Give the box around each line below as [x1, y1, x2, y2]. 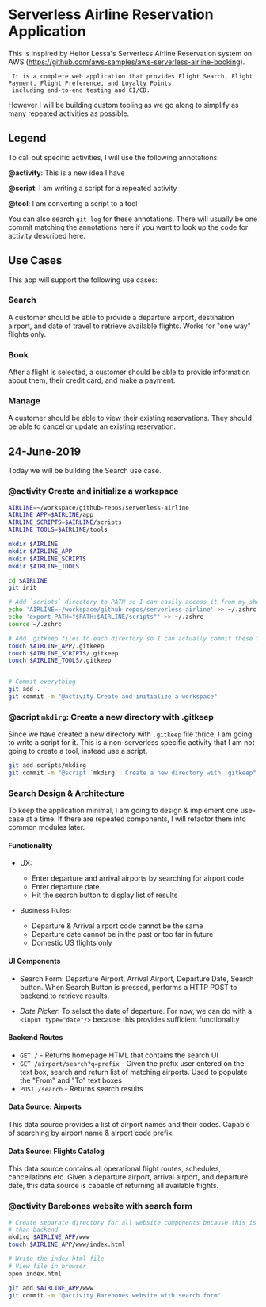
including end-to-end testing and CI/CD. [11, 86, 150, 94]
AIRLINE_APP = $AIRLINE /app [8, 511, 93, 519]
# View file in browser [8, 1262, 87, 1270]
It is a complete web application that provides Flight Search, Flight [11, 72, 253, 80]
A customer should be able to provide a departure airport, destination [8, 312, 235, 322]
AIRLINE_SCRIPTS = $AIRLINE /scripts [8, 518, 123, 526]
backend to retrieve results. [19, 991, 109, 1000]
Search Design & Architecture [8, 787, 125, 798]
